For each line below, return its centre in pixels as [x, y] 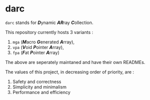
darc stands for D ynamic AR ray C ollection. [49, 22]
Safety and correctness [37, 81]
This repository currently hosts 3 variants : [49, 32]
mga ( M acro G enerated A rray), [43, 42]
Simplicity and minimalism [40, 87]
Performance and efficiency [41, 92]
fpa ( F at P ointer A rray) [36, 52]
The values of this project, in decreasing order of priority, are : [70, 72]
